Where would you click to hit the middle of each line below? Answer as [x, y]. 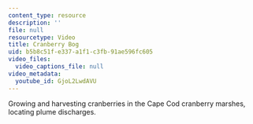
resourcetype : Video [42, 37]
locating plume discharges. [52, 111]
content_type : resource [47, 15]
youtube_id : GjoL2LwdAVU [56, 81]
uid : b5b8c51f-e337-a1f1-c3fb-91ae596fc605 [81, 52]
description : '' [35, 23]
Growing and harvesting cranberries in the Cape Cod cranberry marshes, [127, 104]
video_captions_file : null [60, 67]
